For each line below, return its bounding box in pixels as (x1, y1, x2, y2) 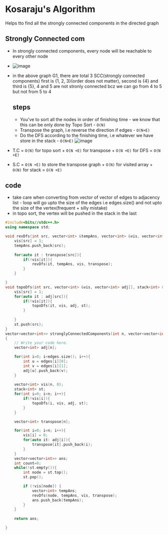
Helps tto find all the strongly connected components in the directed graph (5, 20, 159, 26)
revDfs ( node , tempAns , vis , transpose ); (31, 493, 117, 498)
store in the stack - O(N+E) (19, 138, 74, 144)
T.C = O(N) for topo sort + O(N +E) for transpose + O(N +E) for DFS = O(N (12, 147, 161, 153)
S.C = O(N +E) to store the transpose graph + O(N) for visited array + (12, 161, 153, 167)
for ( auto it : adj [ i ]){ (23, 437, 70, 442)
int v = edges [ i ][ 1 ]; (23, 363, 68, 368)
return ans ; (14, 516, 39, 521)
